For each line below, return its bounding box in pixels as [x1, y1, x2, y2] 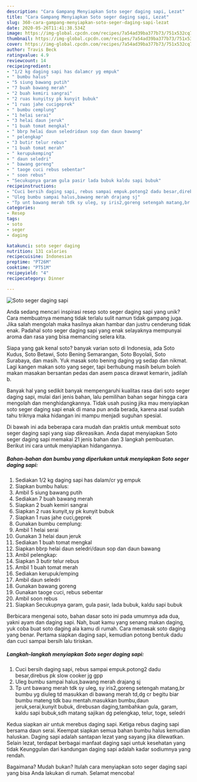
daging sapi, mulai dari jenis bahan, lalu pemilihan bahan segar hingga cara [6, 393, 188, 400]
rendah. [6, 751, 26, 759]
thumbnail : [6, 36, 33, 42]
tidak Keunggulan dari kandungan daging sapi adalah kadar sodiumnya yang [6, 746, 191, 753]
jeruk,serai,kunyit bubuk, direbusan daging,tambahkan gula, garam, [15, 703, 178, 710]
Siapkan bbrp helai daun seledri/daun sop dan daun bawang [15, 545, 161, 552]
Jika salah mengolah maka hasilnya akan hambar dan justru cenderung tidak [6, 320, 191, 327]
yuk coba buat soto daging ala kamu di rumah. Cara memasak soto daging [6, 625, 186, 632]
